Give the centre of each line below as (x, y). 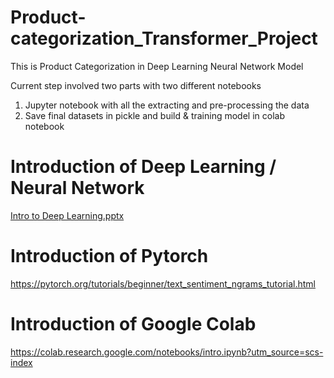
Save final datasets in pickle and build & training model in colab (154, 115)
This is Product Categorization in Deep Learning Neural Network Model (157, 66)
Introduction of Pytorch (109, 256)
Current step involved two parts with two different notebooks (136, 85)
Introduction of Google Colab (133, 324)
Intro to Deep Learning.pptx (67, 215)
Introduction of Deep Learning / (143, 167)
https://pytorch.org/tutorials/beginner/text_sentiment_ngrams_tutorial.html (163, 283)
